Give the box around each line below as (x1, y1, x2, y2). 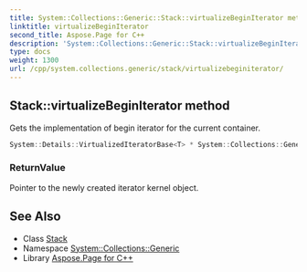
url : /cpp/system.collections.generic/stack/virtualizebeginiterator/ (9, 65, 284, 74)
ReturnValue (9, 162, 66, 174)
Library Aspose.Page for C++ (22, 252, 134, 263)
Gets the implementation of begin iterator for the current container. (9, 122, 261, 133)
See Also (9, 209, 61, 225)
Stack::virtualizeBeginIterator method (9, 98, 230, 114)
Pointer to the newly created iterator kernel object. (9, 182, 199, 193)
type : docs (9, 47, 51, 57)
